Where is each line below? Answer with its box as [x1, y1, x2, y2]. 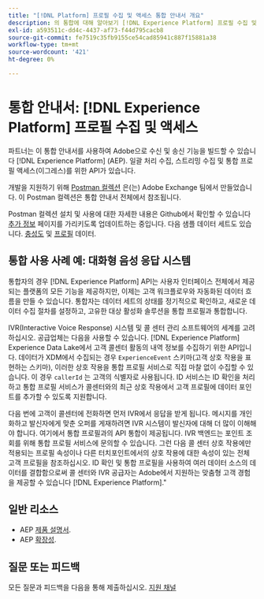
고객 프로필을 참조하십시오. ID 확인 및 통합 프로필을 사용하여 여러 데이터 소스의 [8, 458, 248, 467]
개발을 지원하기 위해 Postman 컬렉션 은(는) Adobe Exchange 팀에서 [8, 182, 219, 192]
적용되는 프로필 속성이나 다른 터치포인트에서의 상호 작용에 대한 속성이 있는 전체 [8, 448, 251, 457]
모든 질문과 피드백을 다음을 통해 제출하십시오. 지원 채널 [8, 582, 177, 592]
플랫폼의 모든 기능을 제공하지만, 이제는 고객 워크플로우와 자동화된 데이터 [22, 286, 244, 296]
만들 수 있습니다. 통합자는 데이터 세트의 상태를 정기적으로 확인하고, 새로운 [22, 296, 248, 306]
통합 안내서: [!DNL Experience [8, 99, 201, 117]
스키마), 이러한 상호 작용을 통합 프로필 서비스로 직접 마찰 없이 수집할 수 [28, 362, 246, 371]
